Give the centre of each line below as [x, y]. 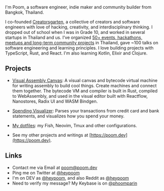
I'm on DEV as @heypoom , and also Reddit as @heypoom [70, 178]
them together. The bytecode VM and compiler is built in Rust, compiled [85, 91]
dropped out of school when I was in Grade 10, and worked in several [75, 32]
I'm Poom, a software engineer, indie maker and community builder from [78, 7]
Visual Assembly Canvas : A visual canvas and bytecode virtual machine [85, 80]
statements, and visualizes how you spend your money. [68, 116]
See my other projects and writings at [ [52, 135]
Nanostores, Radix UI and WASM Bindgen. [55, 101]
